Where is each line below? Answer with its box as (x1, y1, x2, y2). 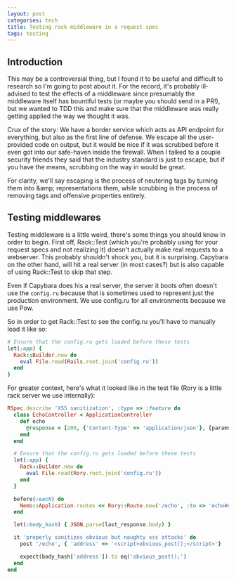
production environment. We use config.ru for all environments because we (7, 296, 226, 304)
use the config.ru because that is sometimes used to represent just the (7, 289, 214, 297)
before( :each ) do (13, 495, 65, 502)
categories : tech (7, 17, 58, 24)
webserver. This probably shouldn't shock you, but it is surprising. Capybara (7, 252, 228, 261)
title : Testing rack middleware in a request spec (7, 23, 159, 30)
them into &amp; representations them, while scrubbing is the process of (7, 184, 218, 193)
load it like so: (7, 325, 48, 333)
